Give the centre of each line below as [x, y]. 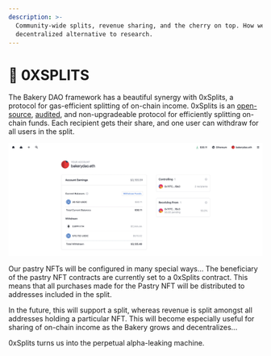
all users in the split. [42, 132]
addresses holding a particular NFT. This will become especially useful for [131, 319]
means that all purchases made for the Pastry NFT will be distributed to [127, 286]
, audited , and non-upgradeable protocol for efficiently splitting [136, 115]
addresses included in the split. [60, 295]
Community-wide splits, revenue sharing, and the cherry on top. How [135, 25]
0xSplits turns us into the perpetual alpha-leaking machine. [106, 343]
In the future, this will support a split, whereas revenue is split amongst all [130, 310]
